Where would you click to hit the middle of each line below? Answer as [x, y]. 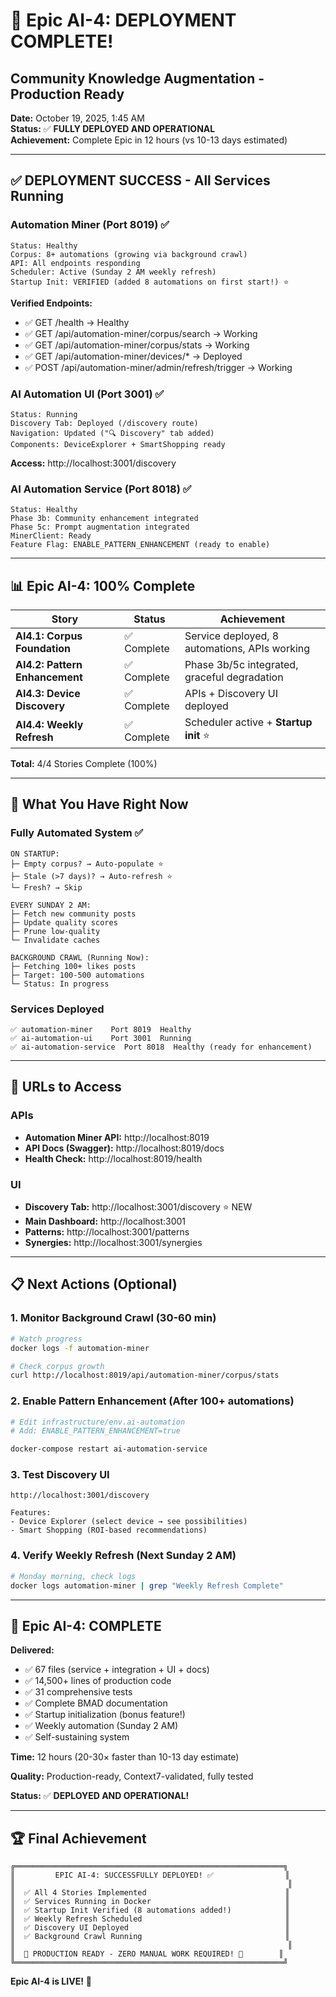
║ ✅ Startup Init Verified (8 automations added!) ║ [150, 1910]
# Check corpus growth [57, 1366]
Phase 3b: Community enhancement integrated [104, 519]
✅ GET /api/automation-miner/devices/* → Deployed [133, 356]
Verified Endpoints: [51, 303]
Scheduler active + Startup [248, 722]
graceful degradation [234, 677]
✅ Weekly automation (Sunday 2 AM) [101, 1726]
